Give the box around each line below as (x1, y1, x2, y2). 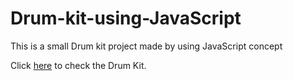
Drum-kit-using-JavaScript (10, 7, 242, 30)
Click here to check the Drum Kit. (10, 59, 147, 71)
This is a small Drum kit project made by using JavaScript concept (10, 40, 283, 52)
